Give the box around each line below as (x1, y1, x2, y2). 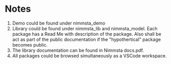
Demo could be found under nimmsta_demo (12, 20, 106, 26)
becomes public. (12, 41, 48, 48)
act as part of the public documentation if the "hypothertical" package (12, 36, 161, 42)
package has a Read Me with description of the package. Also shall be (12, 31, 161, 37)
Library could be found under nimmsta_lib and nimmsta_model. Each (12, 25, 158, 31)
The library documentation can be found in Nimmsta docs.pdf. (12, 47, 144, 53)
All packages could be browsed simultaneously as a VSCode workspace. (12, 52, 167, 59)
